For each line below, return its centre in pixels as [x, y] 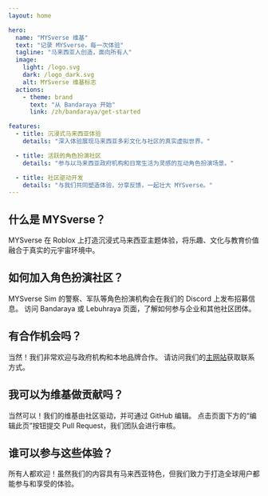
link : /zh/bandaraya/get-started [85, 112]
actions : [30, 90]
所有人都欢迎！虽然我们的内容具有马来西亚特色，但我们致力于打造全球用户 [130, 474]
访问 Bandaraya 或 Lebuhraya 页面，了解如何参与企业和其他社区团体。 [140, 308]
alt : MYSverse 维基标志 [60, 82]
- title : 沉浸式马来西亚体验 [58, 134]
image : [26, 60]
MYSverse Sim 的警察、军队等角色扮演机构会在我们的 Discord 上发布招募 [128, 298]
